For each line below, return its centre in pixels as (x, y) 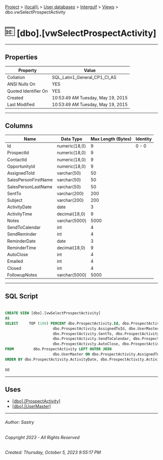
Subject (15, 200)
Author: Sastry (20, 422)
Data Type (72, 139)
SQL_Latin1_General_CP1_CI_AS (84, 78)
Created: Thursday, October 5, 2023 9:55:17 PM (53, 452)
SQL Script (22, 296)
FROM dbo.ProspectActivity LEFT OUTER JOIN (58, 349)
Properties (21, 57)
